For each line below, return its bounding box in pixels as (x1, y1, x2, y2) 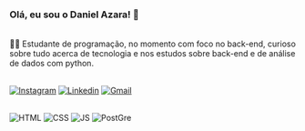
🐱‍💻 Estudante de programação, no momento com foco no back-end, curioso (9, 38, 296, 49)
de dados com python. (9, 58, 94, 69)
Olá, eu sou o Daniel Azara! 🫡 (9, 8, 139, 21)
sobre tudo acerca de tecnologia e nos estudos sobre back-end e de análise (9, 48, 296, 59)
